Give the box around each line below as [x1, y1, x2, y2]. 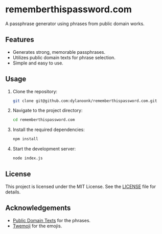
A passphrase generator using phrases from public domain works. [5, 20, 145, 27]
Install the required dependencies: [12, 126, 85, 133]
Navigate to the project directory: [12, 108, 83, 114]
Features [5, 35, 34, 44]
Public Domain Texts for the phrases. [12, 217, 91, 223]
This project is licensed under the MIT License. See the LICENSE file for [5, 183, 156, 189]
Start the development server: [12, 146, 76, 152]
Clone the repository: [12, 88, 58, 94]
